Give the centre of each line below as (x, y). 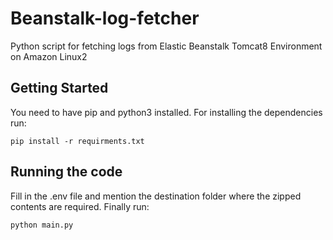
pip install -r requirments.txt (77, 141)
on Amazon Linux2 (49, 56)
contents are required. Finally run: (80, 206)
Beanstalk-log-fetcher (105, 18)
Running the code (66, 172)
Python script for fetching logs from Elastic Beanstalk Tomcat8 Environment (166, 46)
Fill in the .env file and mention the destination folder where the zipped (156, 196)
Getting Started (59, 88)
